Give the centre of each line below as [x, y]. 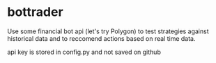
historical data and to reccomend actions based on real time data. [102, 38]
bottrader [36, 12]
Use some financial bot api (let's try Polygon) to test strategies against [108, 31]
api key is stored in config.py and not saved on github [84, 52]
